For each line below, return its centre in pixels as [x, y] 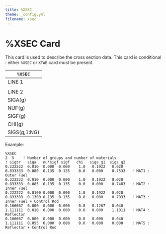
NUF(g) [16, 108]
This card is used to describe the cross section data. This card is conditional [83, 57]
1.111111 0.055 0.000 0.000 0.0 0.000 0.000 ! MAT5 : [78, 223]
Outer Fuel [16, 175]
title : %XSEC [19, 10]
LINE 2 [15, 92]
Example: [15, 145]
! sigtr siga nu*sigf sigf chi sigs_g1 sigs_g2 [65, 162]
